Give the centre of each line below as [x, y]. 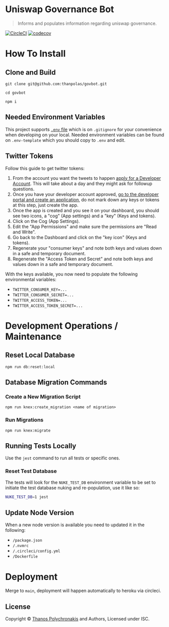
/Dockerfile [25, 557]
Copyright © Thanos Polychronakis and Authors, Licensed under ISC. [77, 619]
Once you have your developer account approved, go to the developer [86, 194]
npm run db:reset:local [30, 367]
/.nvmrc [20, 546]
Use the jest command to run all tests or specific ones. [63, 458]
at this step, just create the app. [45, 205]
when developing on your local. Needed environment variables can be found [85, 135]
